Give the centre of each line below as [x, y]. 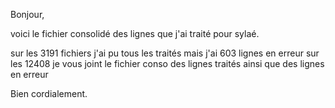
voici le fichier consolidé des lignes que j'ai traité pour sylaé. [135, 33]
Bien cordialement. [49, 93]
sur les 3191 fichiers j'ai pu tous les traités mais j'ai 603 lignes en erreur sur [165, 53]
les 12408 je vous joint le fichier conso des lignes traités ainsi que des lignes [167, 63]
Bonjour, [27, 14]
